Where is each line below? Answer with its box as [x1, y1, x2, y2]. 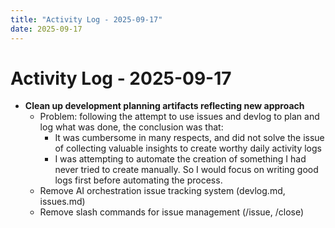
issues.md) [39, 196, 86, 208]
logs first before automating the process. [54, 174, 223, 186]
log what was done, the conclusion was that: [39, 121, 224, 133]
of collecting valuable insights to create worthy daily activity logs [54, 142, 322, 155]
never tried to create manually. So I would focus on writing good [54, 164, 319, 176]
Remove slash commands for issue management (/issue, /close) [39, 206, 305, 218]
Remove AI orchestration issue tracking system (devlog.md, [39, 185, 286, 197]
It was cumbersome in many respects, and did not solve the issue [54, 132, 325, 144]
